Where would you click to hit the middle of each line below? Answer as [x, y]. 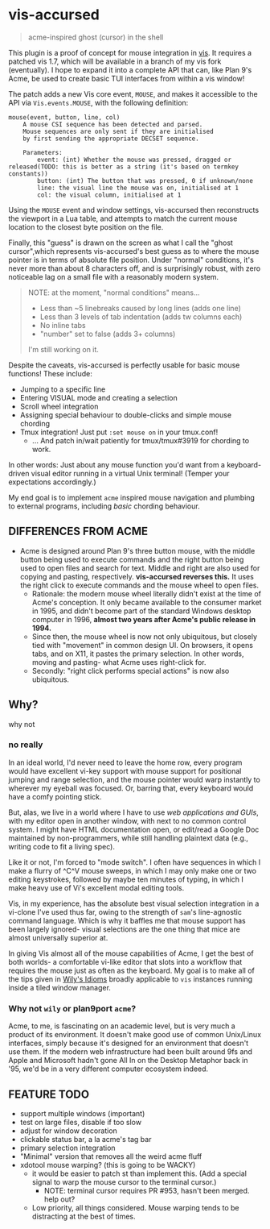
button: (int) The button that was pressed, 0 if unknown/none [145, 181]
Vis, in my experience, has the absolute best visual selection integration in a [134, 903]
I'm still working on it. [63, 349]
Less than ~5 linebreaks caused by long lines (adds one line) [140, 308]
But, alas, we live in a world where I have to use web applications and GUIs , [133, 812]
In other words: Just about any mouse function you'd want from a [117, 464]
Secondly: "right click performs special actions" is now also [131, 671]
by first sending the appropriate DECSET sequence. [111, 139]
